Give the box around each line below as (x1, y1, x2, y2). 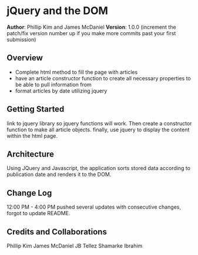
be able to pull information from (15, 81, 92, 88)
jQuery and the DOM (6, 4, 108, 18)
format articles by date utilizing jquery (15, 87, 108, 94)
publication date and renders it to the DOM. (6, 171, 112, 178)
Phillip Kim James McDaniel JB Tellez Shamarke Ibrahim (6, 242, 143, 249)
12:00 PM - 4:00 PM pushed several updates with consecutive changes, (6, 203, 182, 210)
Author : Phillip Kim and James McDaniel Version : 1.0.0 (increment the (6, 23, 176, 30)
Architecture (6, 149, 55, 159)
